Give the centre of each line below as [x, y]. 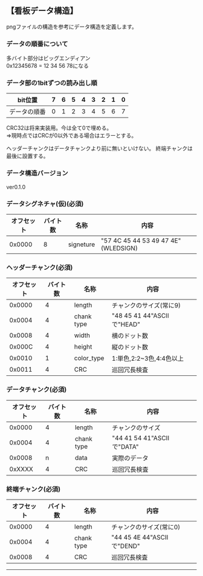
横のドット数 [130, 336]
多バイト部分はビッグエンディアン [48, 58]
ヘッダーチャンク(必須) [40, 267]
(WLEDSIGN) [119, 248]
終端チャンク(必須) [34, 489]
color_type [89, 358]
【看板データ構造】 [42, 11]
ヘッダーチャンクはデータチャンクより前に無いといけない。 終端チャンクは [100, 149]
